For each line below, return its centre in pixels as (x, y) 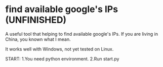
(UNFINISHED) (36, 20)
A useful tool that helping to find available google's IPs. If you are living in (82, 34)
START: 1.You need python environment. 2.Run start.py (62, 58)
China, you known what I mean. (38, 39)
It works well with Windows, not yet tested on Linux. (59, 49)
